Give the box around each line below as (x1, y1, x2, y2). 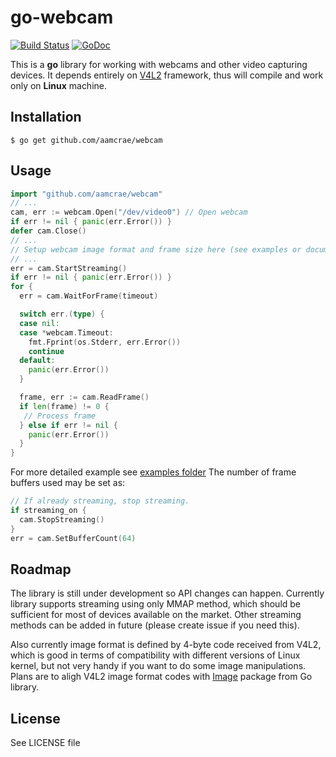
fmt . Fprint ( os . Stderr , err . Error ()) (28, 337, 182, 347)
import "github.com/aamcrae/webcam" (10, 189, 163, 199)
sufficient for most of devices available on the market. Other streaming (10, 609, 302, 621)
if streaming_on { (10, 506, 87, 516)
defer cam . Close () (10, 226, 87, 236)
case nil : (19, 318, 60, 328)
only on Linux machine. (10, 79, 108, 91)
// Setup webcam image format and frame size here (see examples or (10, 244, 302, 255)
